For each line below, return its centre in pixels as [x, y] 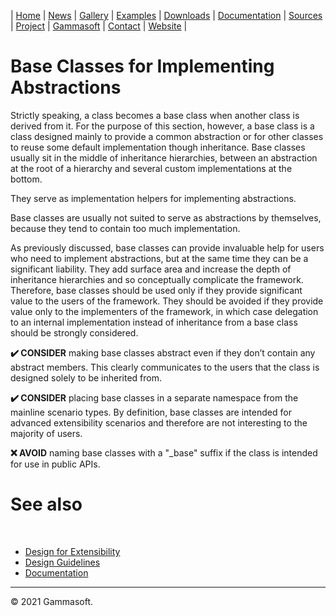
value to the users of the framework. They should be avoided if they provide [167, 301]
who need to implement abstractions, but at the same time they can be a [159, 258]
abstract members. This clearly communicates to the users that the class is [165, 367]
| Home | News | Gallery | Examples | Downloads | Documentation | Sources [166, 15]
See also [46, 504]
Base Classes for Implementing [142, 66]
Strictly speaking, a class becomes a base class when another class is [155, 115]
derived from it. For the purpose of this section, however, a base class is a [162, 126]
